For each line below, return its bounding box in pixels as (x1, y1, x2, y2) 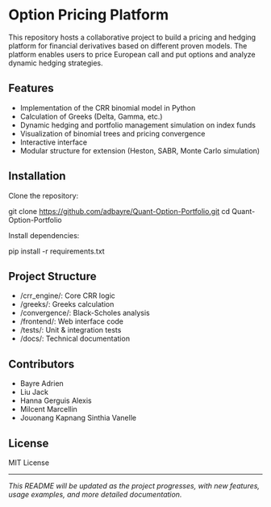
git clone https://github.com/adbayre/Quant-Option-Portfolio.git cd (8, 206, 231, 216)
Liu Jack (19, 388, 48, 397)
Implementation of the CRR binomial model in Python (19, 103, 196, 112)
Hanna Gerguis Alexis (19, 396, 92, 405)
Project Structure (8, 269, 97, 283)
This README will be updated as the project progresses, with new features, (8, 481, 261, 490)
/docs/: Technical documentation (19, 333, 131, 344)
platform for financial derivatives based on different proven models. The (8, 40, 248, 50)
